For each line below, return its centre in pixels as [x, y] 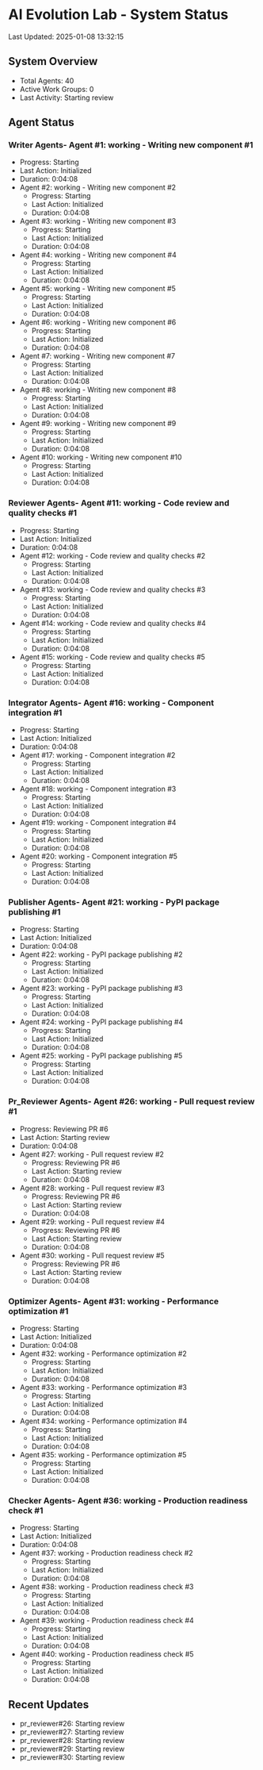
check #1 [26, 1511]
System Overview [53, 61]
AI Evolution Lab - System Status [118, 15]
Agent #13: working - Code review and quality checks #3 [112, 589]
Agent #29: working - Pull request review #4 [92, 1221]
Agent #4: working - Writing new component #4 [98, 255]
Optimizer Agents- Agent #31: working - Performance [114, 1301]
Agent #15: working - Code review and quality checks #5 [112, 657]
